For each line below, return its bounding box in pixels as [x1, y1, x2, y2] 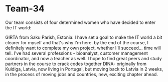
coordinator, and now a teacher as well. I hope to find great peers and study [5, 55, 162, 61]
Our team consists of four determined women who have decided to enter [5, 19, 156, 25]
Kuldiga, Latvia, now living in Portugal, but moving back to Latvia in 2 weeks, [5, 66, 163, 72]
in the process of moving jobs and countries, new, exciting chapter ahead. [5, 71, 158, 77]
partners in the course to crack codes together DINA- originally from [5, 61, 147, 67]
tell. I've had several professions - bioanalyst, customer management [5, 50, 148, 56]
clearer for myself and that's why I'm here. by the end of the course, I [5, 39, 149, 45]
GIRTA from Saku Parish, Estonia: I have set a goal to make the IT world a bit [5, 34, 162, 40]
